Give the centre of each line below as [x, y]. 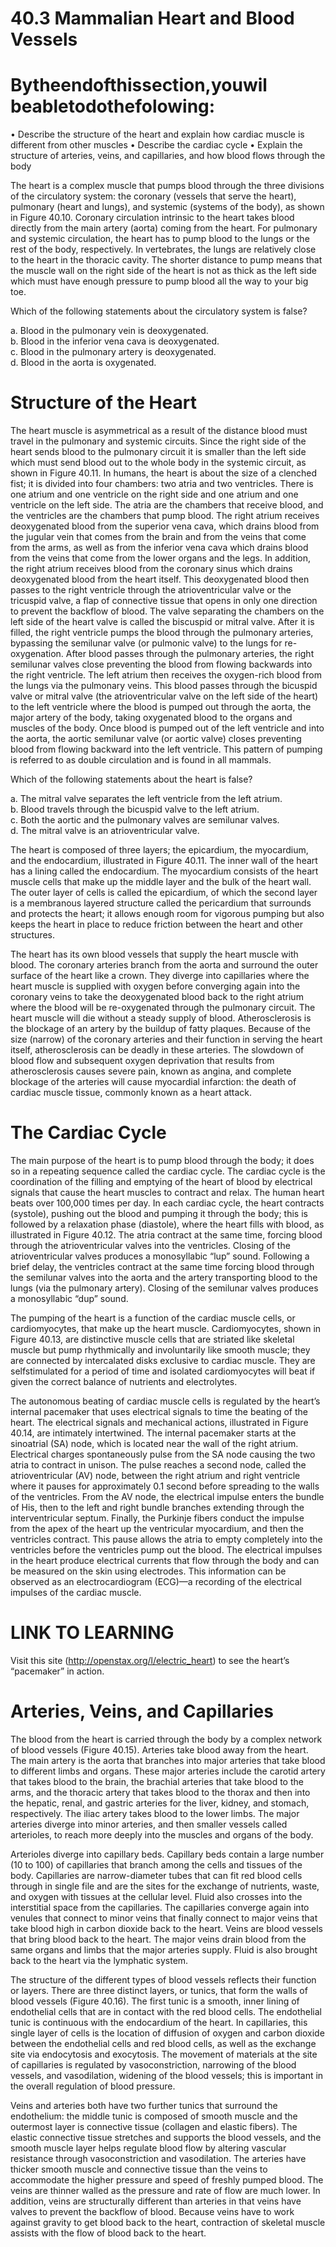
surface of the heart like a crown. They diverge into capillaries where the [160, 976]
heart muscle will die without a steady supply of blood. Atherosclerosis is [161, 1018]
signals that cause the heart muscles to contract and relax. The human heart [167, 1192]
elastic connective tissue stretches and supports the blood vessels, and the [166, 2137]
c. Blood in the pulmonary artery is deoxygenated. [113, 352]
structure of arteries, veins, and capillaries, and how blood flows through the [168, 156]
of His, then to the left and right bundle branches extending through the [157, 1507]
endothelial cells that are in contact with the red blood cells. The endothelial [166, 2011]
